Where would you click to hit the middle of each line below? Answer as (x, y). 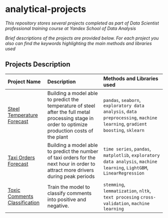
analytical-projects (46, 9)
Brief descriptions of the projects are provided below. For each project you (82, 38)
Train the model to (68, 187)
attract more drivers (70, 170)
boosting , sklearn (124, 130)
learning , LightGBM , (126, 167)
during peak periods (71, 176)
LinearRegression (124, 173)
